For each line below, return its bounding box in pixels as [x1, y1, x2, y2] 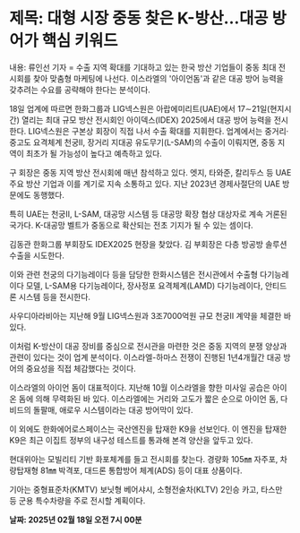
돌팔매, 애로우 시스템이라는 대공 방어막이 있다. [32, 404, 193, 415]
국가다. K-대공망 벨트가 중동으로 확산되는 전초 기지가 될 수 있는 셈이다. [9, 219, 253, 230]
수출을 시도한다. [9, 250, 65, 261]
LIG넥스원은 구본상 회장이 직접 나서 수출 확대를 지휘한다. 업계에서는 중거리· [28, 125, 289, 136]
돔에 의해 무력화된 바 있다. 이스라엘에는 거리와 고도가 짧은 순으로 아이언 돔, [18, 393, 279, 404]
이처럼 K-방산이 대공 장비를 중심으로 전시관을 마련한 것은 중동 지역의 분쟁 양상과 [9, 340, 287, 351]
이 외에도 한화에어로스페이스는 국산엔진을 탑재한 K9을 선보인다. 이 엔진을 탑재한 [9, 423, 287, 434]
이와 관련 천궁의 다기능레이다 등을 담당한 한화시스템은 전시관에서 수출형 [9, 269, 258, 279]
